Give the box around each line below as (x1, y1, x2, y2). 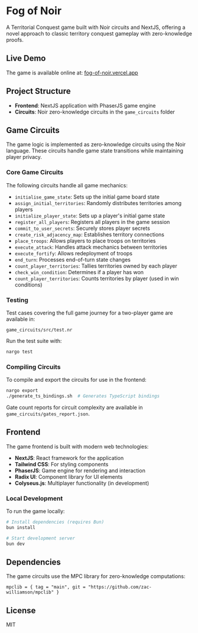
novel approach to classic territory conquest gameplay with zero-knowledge (6, 30, 192, 37)
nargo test (6, 349, 33, 355)
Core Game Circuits (6, 168, 64, 177)
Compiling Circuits (6, 362, 61, 371)
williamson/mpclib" (6, 589, 54, 595)
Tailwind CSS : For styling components (14, 460, 109, 468)
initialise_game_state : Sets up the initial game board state (14, 193, 160, 200)
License (6, 605, 36, 615)
